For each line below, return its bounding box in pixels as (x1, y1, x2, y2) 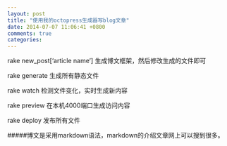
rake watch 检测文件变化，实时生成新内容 (7, 86, 128, 95)
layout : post (7, 10, 46, 18)
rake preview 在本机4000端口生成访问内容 (7, 101, 130, 109)
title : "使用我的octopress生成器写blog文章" (7, 17, 130, 24)
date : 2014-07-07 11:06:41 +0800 (7, 23, 106, 30)
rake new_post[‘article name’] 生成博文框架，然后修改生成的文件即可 (7, 57, 207, 65)
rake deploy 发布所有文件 (7, 117, 81, 125)
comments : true (7, 29, 52, 37)
